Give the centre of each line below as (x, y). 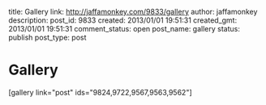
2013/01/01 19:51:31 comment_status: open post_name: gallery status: (124, 29)
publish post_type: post (47, 37)
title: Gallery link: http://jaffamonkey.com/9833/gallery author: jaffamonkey (133, 12)
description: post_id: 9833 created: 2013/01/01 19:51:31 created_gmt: (123, 20)
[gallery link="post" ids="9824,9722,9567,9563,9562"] (100, 92)
